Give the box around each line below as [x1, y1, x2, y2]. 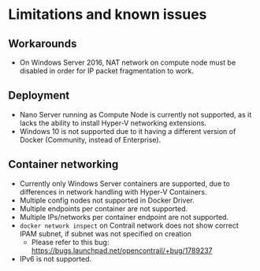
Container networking [8, 158, 119, 171]
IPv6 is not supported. [19, 254, 92, 263]
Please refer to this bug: [31, 237, 110, 247]
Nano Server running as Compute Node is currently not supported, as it [19, 110, 252, 119]
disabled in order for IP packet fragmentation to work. [19, 66, 195, 76]
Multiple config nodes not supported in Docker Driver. [19, 195, 195, 205]
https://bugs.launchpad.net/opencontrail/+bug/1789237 [31, 246, 213, 255]
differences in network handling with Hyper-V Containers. [19, 187, 207, 196]
